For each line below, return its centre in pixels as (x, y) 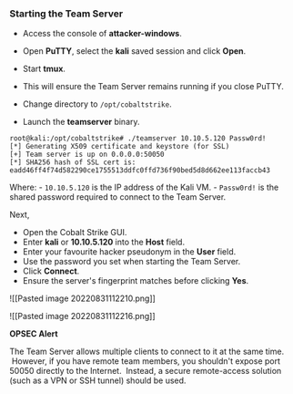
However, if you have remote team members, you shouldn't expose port (146, 361)
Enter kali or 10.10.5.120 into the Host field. (103, 242)
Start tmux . (44, 69)
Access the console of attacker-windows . (102, 34)
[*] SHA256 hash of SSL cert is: (73, 162)
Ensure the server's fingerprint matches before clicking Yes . (136, 281)
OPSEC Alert (34, 334)
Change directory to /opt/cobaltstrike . (97, 104)
